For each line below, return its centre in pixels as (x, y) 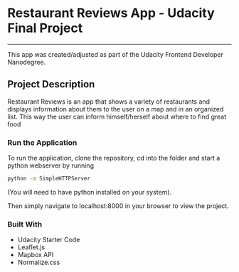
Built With (25, 224)
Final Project (45, 28)
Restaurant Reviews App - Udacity (111, 13)
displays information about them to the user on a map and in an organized (116, 109)
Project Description (51, 84)
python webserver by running (51, 165)
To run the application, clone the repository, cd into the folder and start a (114, 158)
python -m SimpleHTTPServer (49, 179)
